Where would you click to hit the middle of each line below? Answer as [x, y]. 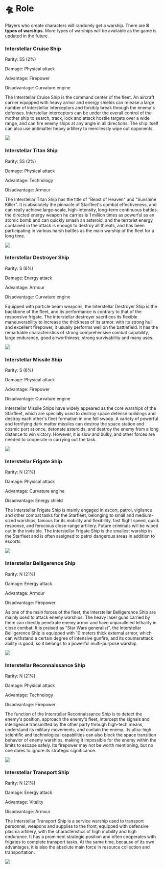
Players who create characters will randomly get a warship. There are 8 [77, 25]
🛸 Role [20, 9]
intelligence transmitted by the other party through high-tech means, [74, 724]
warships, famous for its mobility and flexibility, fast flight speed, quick [88, 521]
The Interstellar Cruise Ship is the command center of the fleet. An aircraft [80, 97]
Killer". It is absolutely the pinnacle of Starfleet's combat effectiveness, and [81, 204]
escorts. [13, 541]
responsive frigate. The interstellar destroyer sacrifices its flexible [71, 316]
